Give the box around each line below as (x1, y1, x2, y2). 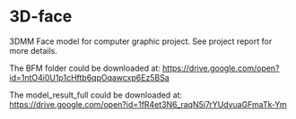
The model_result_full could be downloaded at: (9, 89, 182, 100)
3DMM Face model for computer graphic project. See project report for (9, 36, 273, 47)
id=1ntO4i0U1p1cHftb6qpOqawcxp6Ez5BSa (9, 72, 170, 82)
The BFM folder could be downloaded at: (9, 63, 161, 73)
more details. (9, 45, 58, 55)
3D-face (9, 6, 73, 27)
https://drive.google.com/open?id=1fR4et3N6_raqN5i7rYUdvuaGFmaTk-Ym (9, 98, 287, 109)
